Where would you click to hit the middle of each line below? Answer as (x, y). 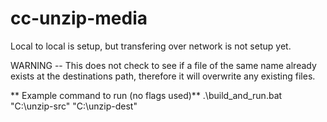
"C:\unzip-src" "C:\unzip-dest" (74, 106)
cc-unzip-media (79, 18)
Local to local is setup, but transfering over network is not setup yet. (151, 46)
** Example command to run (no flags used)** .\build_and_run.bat (146, 95)
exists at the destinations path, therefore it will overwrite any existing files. (163, 76)
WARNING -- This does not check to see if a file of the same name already (163, 65)
